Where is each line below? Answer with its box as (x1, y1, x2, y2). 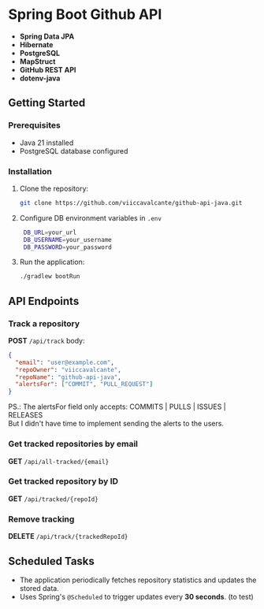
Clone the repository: (19, 184, 89, 193)
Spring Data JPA (19, 32, 75, 41)
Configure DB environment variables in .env (19, 213, 162, 222)
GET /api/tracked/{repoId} (8, 494, 99, 503)
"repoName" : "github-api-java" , (15, 373, 122, 381)
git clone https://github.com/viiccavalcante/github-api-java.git (19, 199, 243, 206)
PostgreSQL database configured (19, 146, 128, 155)
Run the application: (19, 258, 85, 267)
